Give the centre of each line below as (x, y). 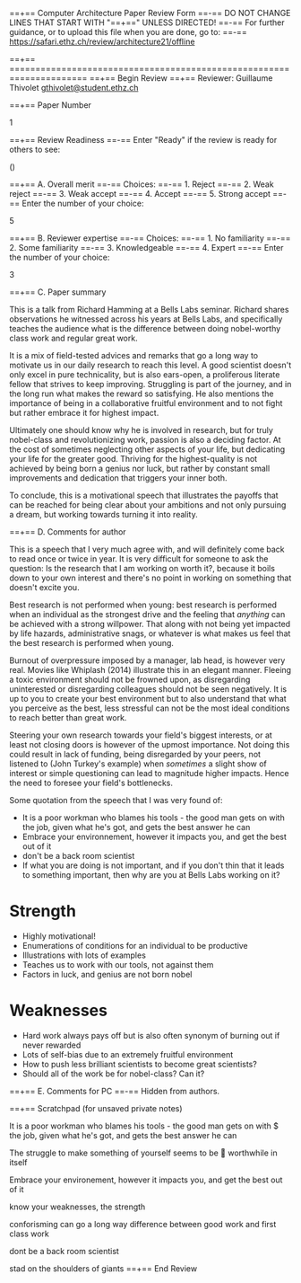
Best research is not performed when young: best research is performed (143, 605)
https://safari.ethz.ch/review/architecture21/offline (102, 41)
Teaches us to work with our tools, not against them (118, 964)
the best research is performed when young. (92, 643)
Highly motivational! (59, 936)
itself (18, 1162)
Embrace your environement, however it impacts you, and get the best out (146, 1180)
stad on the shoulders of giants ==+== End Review (103, 1268)
